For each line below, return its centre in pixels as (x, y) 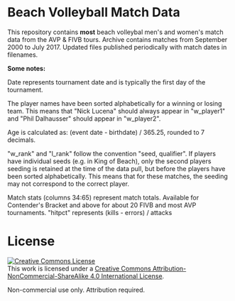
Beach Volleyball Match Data (94, 12)
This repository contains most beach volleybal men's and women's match (115, 32)
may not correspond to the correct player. (69, 184)
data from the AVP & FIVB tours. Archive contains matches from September (117, 39)
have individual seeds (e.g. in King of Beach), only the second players (109, 161)
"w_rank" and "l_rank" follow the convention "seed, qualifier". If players (112, 153)
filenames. (23, 55)
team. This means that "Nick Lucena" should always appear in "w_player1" (116, 111)
